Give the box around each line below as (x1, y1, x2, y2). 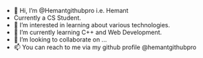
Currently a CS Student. (13, 14, 81, 22)
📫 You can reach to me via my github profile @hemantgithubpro (13, 43, 197, 51)
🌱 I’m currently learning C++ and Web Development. (13, 28, 162, 36)
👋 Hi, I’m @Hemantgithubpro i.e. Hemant (13, 7, 129, 14)
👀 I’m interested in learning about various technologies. (13, 21, 171, 29)
